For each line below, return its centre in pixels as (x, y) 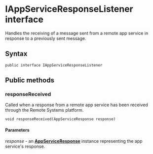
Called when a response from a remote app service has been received (76, 105)
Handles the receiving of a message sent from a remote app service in (77, 33)
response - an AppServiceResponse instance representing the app (74, 141)
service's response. (25, 146)
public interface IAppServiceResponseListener (54, 65)
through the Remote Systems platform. (44, 110)
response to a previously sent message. (46, 38)
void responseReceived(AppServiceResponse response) (60, 119)
